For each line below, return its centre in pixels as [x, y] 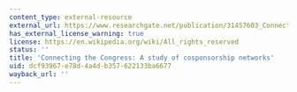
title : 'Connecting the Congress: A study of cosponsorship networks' [142, 58]
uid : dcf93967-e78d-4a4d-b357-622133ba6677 [91, 67]
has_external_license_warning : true [76, 33]
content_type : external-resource [71, 17]
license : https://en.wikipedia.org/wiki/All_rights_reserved [124, 42]
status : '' [29, 50]
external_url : [35, 25]
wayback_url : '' [39, 74]
